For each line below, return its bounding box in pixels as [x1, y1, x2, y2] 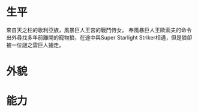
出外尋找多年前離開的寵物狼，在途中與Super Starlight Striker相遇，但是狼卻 [6, 34, 193, 41]
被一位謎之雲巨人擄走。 [6, 41, 64, 49]
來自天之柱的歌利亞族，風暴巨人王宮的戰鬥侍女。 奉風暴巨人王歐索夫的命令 [6, 26, 192, 34]
